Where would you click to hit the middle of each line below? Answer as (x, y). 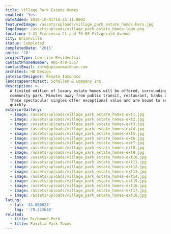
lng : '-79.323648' (34, 209)
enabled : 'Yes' (21, 15)
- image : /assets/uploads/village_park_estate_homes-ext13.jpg (78, 172)
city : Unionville (24, 39)
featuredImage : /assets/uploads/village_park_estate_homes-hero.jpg (79, 24)
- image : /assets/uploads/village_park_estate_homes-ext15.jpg (78, 181)
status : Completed (25, 43)
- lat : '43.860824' (31, 205)
